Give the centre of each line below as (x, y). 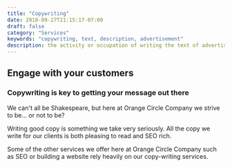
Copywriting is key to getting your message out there (98, 93)
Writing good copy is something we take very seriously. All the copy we (109, 129)
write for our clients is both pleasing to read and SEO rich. (89, 135)
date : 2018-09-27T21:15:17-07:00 (55, 20)
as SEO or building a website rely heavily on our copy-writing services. (108, 156)
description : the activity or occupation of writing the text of (103, 45)
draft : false (26, 26)
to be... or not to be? (36, 115)
